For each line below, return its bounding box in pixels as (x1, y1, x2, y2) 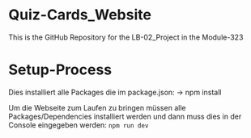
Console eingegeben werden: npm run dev (8, 119, 149, 130)
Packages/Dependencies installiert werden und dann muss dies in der (8, 111, 242, 121)
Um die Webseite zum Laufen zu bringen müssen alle (8, 102, 186, 112)
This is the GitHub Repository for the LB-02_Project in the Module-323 (8, 32, 244, 42)
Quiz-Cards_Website (8, 6, 152, 24)
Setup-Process (8, 61, 112, 79)
